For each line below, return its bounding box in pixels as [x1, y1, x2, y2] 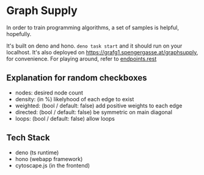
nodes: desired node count [15, 89, 84, 96]
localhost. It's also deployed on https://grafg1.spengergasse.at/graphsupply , [6, 48, 199, 55]
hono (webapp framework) [15, 155, 83, 162]
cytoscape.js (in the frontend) [15, 162, 90, 169]
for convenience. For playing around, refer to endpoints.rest [6, 55, 157, 62]
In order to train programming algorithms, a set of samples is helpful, [6, 24, 179, 31]
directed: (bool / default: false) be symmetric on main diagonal [15, 108, 173, 116]
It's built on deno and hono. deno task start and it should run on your [6, 42, 183, 49]
